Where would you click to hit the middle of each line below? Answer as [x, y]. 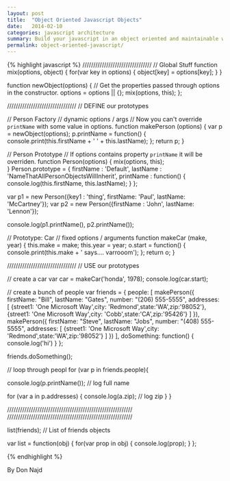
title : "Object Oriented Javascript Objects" [75, 20]
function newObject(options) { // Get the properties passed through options [114, 85]
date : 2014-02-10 [35, 26]
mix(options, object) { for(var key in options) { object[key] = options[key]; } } [115, 72]
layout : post [26, 13]
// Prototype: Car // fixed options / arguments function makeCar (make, [107, 238]
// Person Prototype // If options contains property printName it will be [105, 154]
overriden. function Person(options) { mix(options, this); [86, 161]
